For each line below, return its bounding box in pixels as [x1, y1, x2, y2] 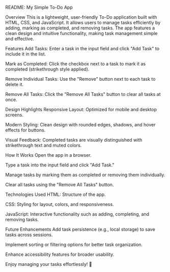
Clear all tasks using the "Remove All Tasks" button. [5, 182, 114, 187]
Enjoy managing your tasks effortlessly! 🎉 [5, 261, 93, 267]
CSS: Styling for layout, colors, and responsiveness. [5, 201, 114, 207]
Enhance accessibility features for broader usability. [5, 251, 115, 257]
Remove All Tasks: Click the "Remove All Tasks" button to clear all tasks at [5, 91, 161, 97]
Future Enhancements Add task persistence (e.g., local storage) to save [5, 226, 155, 232]
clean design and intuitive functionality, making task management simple [5, 30, 158, 36]
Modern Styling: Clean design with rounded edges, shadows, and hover [5, 122, 156, 127]
